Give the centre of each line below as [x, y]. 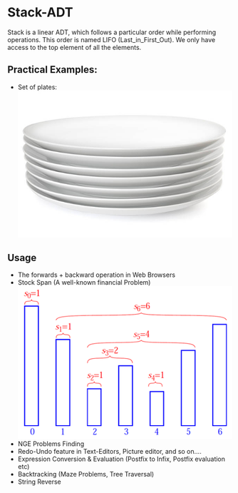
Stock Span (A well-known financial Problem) [84, 283]
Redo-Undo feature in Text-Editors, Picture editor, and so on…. [109, 452]
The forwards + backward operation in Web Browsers [97, 275]
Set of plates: [37, 87]
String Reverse [40, 482]
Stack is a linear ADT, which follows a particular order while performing [112, 32]
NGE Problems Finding [51, 444]
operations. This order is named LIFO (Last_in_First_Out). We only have [112, 39]
